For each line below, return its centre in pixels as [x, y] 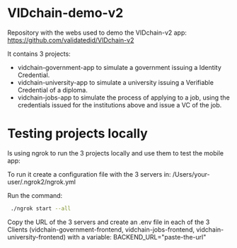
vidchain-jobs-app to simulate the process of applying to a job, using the [123, 98]
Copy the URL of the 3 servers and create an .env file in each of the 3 [109, 222]
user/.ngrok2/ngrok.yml [42, 182]
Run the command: [35, 195]
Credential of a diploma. [53, 90]
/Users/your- [191, 174]
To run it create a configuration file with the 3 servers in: [89, 174]
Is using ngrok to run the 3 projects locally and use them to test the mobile [116, 153]
